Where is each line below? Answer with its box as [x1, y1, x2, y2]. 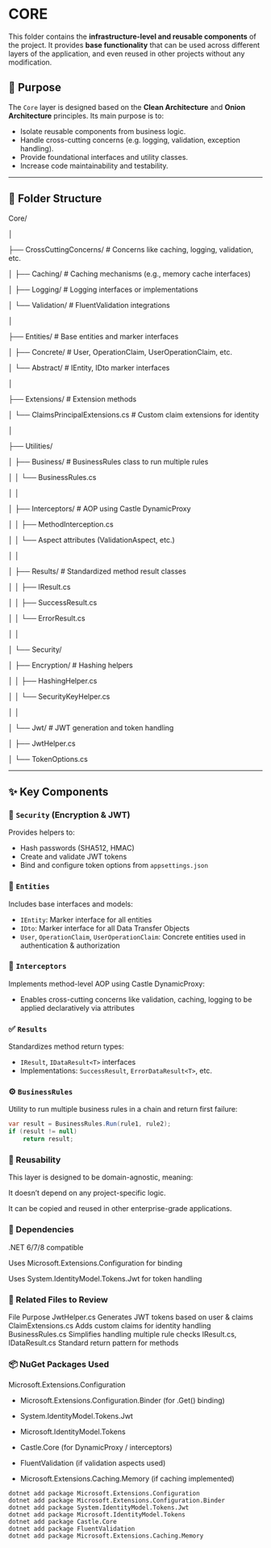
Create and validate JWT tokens [19, 852, 127, 861]
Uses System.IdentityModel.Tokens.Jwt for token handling [8, 1273, 202, 1283]
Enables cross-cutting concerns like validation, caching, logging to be [19, 995, 252, 1004]
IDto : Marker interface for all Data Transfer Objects [19, 923, 190, 933]
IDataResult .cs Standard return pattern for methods [8, 1338, 179, 1348]
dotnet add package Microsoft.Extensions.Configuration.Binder [8, 1496, 226, 1505]
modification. [8, 57, 52, 67]
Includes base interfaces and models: [8, 898, 133, 909]
